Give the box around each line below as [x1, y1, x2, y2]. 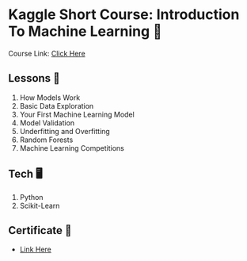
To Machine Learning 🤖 [8, 22, 162, 40]
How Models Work [19, 93, 81, 102]
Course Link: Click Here [8, 48, 85, 58]
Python [19, 192, 44, 202]
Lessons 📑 [8, 71, 61, 85]
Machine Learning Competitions [19, 143, 124, 152]
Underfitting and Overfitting [19, 126, 111, 136]
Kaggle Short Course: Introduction [8, 6, 240, 24]
